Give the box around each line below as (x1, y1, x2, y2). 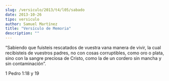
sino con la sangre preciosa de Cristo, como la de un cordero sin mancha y (5, 55, 162, 61)
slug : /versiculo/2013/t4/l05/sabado (5, 7, 85, 13)
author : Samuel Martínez (5, 21, 58, 27)
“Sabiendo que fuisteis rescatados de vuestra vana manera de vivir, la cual (5, 45, 161, 50)
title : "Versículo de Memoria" (5, 26, 71, 31)
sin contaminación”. (5, 61, 47, 66)
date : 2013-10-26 (5, 12, 42, 17)
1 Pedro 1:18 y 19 (5, 70, 39, 76)
